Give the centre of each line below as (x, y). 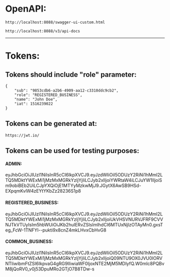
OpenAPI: (26, 9)
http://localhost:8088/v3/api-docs (43, 31)
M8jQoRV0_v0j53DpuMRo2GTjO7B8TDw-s (50, 269)
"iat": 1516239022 (34, 104)
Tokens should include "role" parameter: (71, 75)
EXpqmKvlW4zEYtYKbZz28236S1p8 (43, 191)
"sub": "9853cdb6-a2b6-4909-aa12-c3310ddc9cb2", (67, 90)
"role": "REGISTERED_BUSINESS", (48, 95)
